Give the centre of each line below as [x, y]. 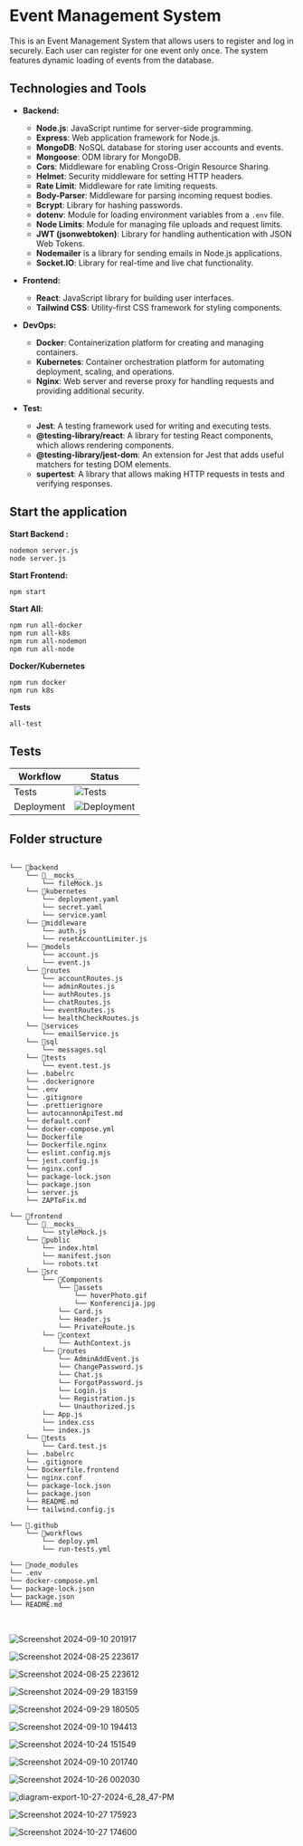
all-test [26, 724]
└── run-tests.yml [76, 1550]
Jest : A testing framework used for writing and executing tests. [154, 426]
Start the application [68, 512]
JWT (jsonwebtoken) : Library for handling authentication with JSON [164, 234]
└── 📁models [48, 947]
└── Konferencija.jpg [114, 1304]
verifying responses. [74, 483]
